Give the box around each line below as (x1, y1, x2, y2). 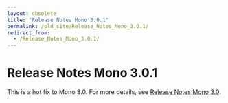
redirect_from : (7, 29, 51, 36)
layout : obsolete (7, 10, 57, 17)
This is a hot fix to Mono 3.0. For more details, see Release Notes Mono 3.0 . (7, 88, 221, 96)
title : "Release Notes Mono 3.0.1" (7, 16, 109, 23)
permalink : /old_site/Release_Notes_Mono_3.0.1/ (7, 23, 149, 30)
